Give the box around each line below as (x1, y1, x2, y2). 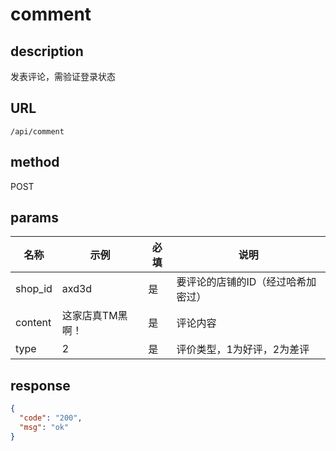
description (10, 43, 84, 60)
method (10, 154, 60, 171)
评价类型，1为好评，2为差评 (176, 343, 310, 357)
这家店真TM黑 (61, 309, 128, 323)
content (15, 316, 52, 330)
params (10, 209, 60, 227)
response (10, 377, 71, 394)
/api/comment (10, 126, 65, 137)
